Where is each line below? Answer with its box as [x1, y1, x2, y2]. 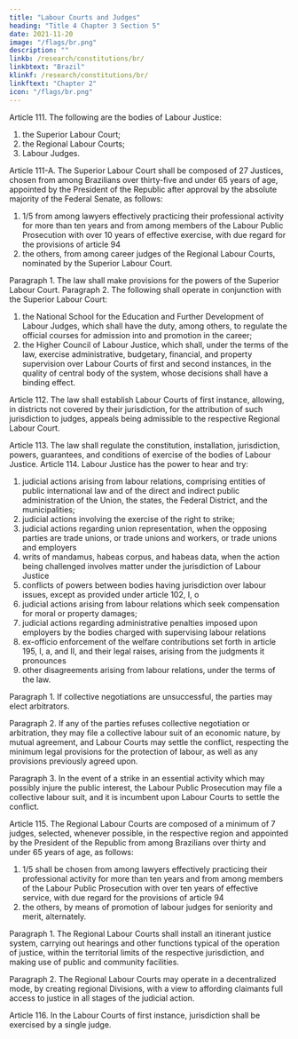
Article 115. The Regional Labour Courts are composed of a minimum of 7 [9, 818, 276, 829]
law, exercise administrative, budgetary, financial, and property [21, 348, 253, 360]
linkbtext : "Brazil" [9, 63, 86, 72]
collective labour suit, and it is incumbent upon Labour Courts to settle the [9, 791, 280, 802]
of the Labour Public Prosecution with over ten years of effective [21, 883, 259, 893]
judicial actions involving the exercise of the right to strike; [21, 513, 235, 524]
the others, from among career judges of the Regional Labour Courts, [21, 248, 276, 258]
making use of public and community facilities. [9, 956, 180, 967]
